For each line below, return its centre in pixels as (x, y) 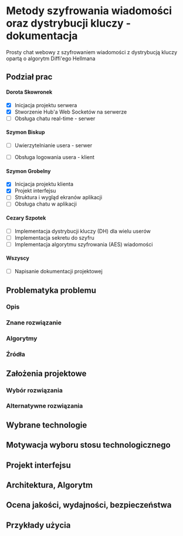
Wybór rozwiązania (34, 390)
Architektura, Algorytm (49, 485)
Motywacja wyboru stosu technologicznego (89, 445)
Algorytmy (22, 339)
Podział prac (29, 77)
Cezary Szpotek (26, 218)
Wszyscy (18, 258)
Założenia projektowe (46, 373)
